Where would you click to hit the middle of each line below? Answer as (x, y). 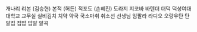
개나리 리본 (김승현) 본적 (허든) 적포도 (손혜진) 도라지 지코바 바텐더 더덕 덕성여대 (98, 8)
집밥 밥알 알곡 (32, 23)
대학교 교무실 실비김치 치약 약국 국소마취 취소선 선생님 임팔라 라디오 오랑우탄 (95, 16)
